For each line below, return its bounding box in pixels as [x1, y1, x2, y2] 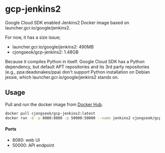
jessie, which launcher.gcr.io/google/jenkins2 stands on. [5, 74, 119, 80]
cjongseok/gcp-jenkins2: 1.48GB [12, 49, 79, 55]
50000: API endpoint [12, 142, 55, 148]
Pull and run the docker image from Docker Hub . [5, 102, 103, 107]
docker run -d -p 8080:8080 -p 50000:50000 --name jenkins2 [5, 115, 131, 121]
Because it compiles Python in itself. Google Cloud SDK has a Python [5, 58, 145, 64]
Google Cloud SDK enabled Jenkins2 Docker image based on [5, 20, 129, 25]
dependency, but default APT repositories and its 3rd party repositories [5, 64, 150, 70]
